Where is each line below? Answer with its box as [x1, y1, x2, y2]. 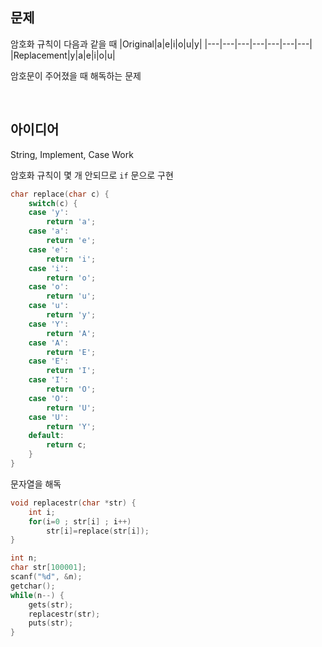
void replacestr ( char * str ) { [10, 498, 137, 508]
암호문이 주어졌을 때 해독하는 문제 [10, 69, 142, 82]
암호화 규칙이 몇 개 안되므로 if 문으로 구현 [10, 169, 174, 181]
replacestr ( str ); [28, 609, 101, 619]
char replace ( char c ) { [10, 189, 110, 199]
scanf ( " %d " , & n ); [10, 572, 83, 582]
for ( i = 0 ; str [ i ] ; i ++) [28, 516, 132, 527]
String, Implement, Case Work [10, 148, 134, 160]
